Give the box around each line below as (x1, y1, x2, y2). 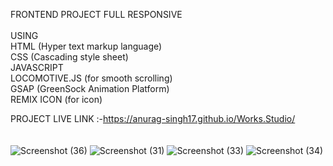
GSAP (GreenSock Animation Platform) (10, 83, 170, 94)
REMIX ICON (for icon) (10, 94, 103, 105)
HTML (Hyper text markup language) (10, 40, 163, 52)
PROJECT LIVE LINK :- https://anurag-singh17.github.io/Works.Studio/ (10, 113, 296, 124)
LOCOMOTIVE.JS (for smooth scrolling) (10, 72, 173, 84)
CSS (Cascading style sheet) (10, 51, 129, 63)
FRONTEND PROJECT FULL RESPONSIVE (10, 9, 183, 20)
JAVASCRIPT (10, 62, 64, 73)
